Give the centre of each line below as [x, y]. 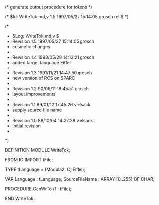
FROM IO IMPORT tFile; [29, 160]
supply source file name [37, 110]
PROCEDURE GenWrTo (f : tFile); [38, 189]
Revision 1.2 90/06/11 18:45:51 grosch [51, 89]
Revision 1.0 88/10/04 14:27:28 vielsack [53, 120]
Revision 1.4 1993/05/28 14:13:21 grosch [53, 57]
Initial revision [27, 126]
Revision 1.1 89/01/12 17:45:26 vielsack [51, 104]
